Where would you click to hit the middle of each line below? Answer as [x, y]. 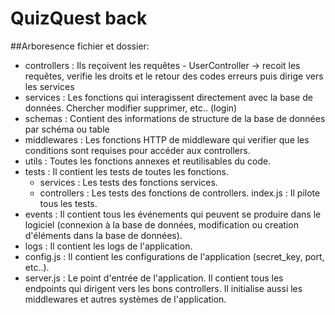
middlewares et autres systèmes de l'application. [125, 299]
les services [49, 86]
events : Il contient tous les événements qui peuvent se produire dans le [173, 214]
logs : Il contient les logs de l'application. [108, 246]
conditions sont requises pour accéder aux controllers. [137, 150]
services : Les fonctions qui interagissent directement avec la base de [168, 97]
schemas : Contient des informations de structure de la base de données [175, 118]
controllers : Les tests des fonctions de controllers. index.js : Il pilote [180, 193]
